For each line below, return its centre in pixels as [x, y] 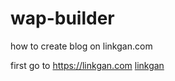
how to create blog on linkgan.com [81, 46]
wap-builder [62, 18]
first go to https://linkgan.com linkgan [87, 65]
